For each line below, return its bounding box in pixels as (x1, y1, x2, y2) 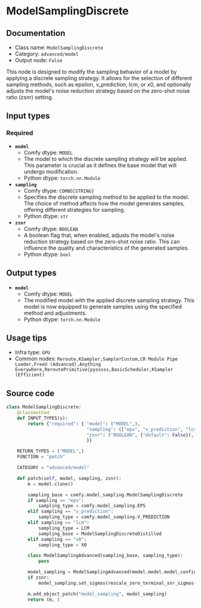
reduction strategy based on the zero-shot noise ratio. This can (23, 238, 180, 245)
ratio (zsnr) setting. (6, 94, 54, 101)
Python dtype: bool (23, 250, 71, 258)
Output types (6, 268, 57, 278)
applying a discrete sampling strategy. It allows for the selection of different (6, 75, 193, 81)
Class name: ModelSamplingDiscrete (14, 44, 103, 51)
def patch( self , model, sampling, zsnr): (17, 475, 121, 481)
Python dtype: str (23, 212, 69, 220)
